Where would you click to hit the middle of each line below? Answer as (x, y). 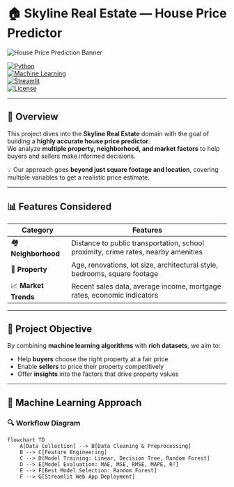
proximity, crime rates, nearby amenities (137, 252)
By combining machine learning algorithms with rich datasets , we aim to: (114, 346)
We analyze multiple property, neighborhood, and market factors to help (114, 148)
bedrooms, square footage (115, 273)
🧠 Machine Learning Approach (75, 402)
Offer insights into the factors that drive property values (98, 374)
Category (38, 230)
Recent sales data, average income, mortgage (146, 286)
